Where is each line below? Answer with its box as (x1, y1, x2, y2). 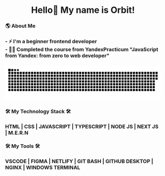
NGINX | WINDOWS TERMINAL (5, 164, 81, 171)
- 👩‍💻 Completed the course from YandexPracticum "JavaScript (5, 46, 159, 53)
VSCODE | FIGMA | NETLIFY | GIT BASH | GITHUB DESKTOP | (5, 158, 154, 165)
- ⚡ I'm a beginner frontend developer (5, 38, 97, 45)
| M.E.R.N (5, 129, 29, 136)
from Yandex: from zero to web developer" (5, 52, 110, 59)
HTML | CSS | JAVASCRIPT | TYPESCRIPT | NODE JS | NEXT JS (5, 123, 159, 130)
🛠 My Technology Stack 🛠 (5, 108, 71, 115)
